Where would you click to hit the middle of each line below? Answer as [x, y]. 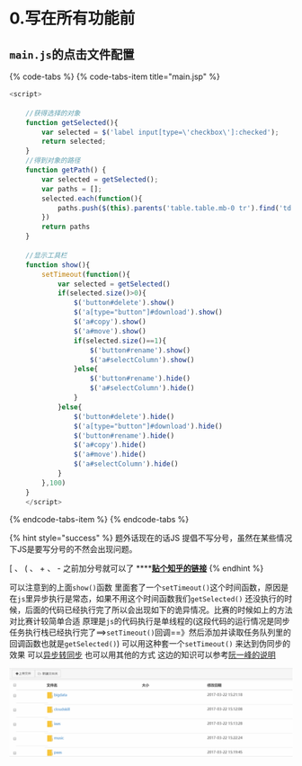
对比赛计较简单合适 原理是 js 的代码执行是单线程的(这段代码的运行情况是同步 [150, 620]
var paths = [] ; [72, 189]
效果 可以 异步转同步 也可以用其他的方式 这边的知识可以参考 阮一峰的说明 [142, 655]
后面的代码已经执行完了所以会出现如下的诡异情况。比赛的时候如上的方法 [159, 610]
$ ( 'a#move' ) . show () [110, 331]
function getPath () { [66, 170]
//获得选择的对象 [53, 113]
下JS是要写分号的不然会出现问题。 [73, 548]
